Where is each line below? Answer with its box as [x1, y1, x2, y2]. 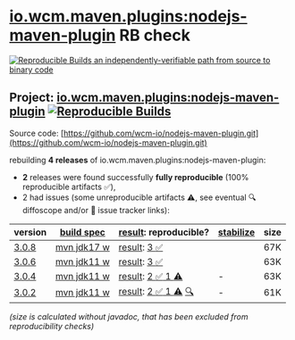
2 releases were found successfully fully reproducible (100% [21, 171, 249, 182]
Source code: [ [9, 128, 64, 138]
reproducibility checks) [9, 320, 95, 331]
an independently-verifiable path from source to [93, 54, 271, 65]
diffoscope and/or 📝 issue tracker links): [21, 204, 170, 215]
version [13, 226, 47, 238]
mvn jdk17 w [55, 241, 110, 253]
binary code [9, 64, 54, 75]
